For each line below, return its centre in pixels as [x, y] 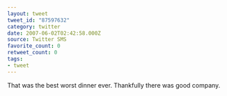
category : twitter [34, 26]
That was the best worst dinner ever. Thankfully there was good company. [114, 85]
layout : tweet [28, 14]
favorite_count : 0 [34, 46]
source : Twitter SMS [37, 40]
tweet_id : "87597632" [39, 20]
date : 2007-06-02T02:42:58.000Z [54, 33]
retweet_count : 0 [32, 53]
